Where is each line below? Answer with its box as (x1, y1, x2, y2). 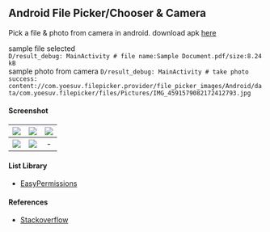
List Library (8, 161, 48, 171)
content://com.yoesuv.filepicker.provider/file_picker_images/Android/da (8, 82, 263, 90)
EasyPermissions (19, 179, 78, 188)
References (8, 197, 49, 207)
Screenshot (8, 106, 49, 116)
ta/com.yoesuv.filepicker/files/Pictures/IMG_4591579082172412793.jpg (8, 89, 251, 97)
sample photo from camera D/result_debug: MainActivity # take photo (8, 66, 249, 76)
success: (8, 74, 38, 83)
